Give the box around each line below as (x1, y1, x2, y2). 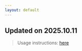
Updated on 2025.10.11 (5, 27, 77, 35)
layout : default (5, 7, 39, 13)
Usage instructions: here (17, 40, 69, 46)
